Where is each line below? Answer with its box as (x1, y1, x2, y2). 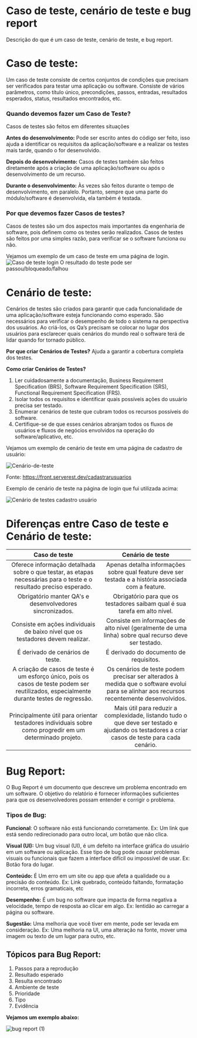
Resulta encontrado (14, 977, 63, 984)
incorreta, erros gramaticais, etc (6, 885, 84, 892)
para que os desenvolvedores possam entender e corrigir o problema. (6, 796, 176, 803)
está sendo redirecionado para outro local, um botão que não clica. (6, 830, 168, 837)
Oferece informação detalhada (11, 560, 96, 569)
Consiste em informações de (106, 616, 186, 625)
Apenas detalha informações (106, 560, 186, 569)
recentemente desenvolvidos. (104, 695, 186, 703)
